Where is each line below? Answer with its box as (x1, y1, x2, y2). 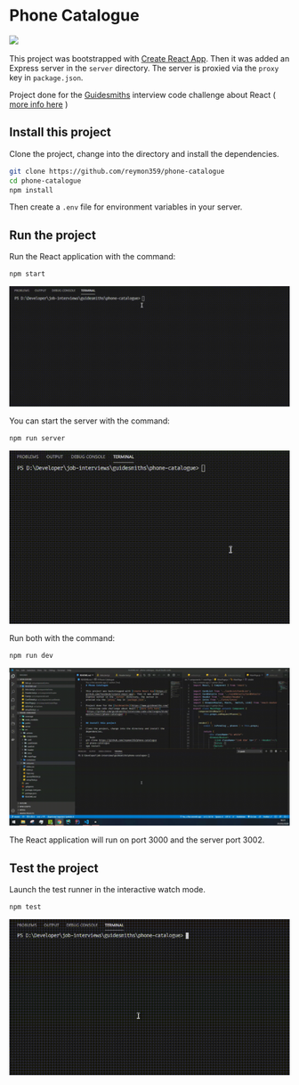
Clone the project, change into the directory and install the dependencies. (9, 148, 279, 159)
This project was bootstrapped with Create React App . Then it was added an (9, 53, 290, 63)
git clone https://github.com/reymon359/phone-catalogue (9, 167, 225, 176)
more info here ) (9, 99, 69, 110)
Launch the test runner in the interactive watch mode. (9, 884, 206, 895)
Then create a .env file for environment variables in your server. (9, 201, 243, 212)
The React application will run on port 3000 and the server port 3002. (9, 834, 265, 845)
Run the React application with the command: (9, 251, 176, 262)
